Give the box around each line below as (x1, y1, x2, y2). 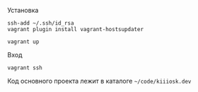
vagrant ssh (7, 64, 42, 71)
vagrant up (7, 38, 40, 45)
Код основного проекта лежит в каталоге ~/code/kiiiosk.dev (7, 77, 192, 85)
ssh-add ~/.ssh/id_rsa (7, 20, 74, 27)
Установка (7, 6, 39, 14)
